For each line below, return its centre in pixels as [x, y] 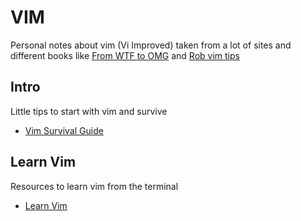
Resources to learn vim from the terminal [94, 186]
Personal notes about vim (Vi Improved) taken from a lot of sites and [151, 45]
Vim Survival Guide [64, 130]
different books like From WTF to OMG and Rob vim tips [125, 55]
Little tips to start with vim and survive [89, 111]
